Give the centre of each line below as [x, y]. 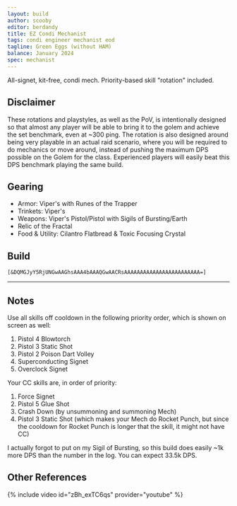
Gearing [25, 186]
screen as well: [29, 325]
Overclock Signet [43, 369]
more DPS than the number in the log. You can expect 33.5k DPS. [102, 455]
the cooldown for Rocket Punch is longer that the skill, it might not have [121, 426]
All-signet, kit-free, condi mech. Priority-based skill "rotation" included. [111, 80]
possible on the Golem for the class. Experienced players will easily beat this [119, 157]
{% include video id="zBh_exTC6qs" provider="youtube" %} [95, 494]
